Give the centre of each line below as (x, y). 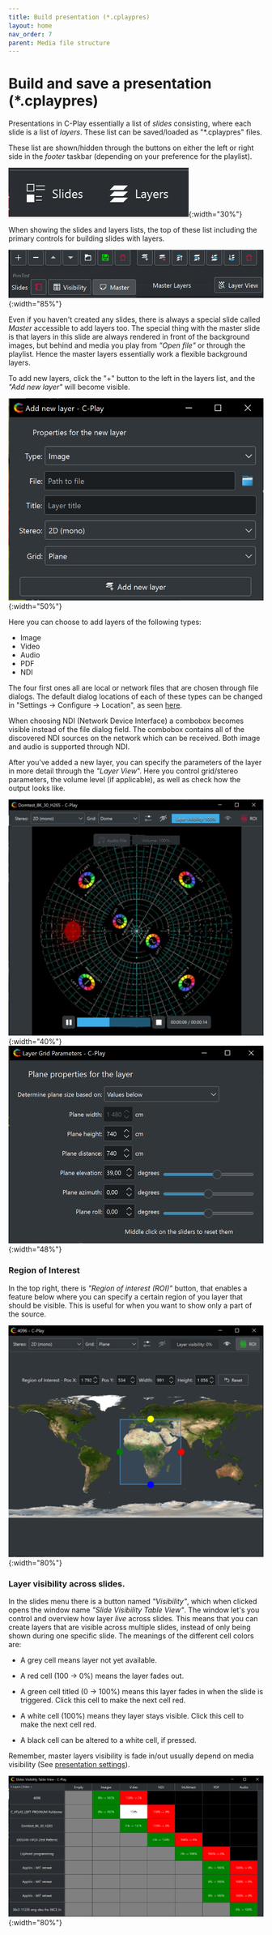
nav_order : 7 (30, 34)
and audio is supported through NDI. (69, 747)
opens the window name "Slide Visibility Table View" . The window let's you (134, 1610)
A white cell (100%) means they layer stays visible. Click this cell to (132, 1716)
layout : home (30, 26)
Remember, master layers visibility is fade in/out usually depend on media (131, 1756)
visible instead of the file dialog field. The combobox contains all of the (127, 730)
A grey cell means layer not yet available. (89, 1660)
